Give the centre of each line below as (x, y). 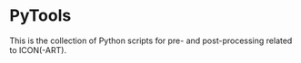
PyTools (40, 16)
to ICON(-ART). (38, 49)
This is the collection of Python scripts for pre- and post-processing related (151, 40)
